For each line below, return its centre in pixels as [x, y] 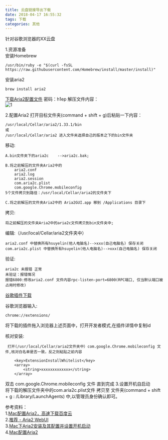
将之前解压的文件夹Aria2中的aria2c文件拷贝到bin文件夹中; [59, 223]
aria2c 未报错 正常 [24, 270]
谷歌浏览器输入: [21, 306]
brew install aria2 [26, 89]
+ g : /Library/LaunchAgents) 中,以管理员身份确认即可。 [63, 397]
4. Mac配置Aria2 [22, 432]
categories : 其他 [23, 24]
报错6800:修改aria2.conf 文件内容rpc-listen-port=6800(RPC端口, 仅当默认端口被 [84, 280]
